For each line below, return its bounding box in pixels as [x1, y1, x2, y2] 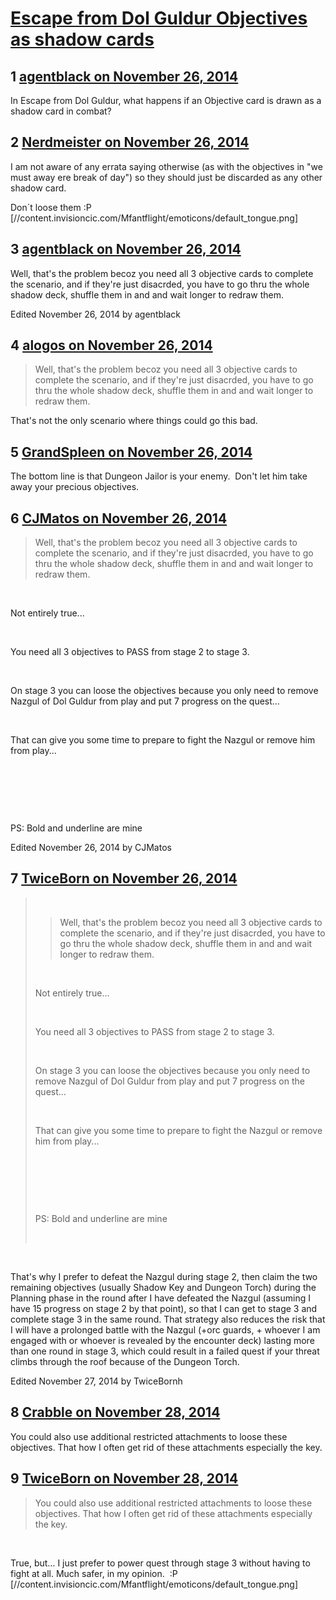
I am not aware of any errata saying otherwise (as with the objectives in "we [10, 160, 323, 172]
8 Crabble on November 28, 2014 [10, 1404, 221, 1421]
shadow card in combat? [10, 105, 112, 117]
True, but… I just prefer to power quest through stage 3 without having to [10, 1557, 311, 1569]
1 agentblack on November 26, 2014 [10, 68, 239, 85]
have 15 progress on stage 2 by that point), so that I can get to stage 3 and [10, 1302, 318, 1314]
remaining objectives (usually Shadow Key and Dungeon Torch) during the [10, 1281, 317, 1293]
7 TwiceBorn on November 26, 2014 [10, 870, 238, 887]
